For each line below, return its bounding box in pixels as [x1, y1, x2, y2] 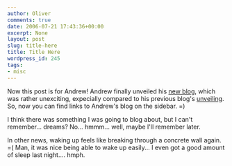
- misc [7, 68, 26, 75]
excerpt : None [7, 29, 49, 37]
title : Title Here [7, 49, 60, 56]
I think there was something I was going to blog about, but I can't [7, 115, 193, 123]
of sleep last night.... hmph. [7, 150, 85, 159]
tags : [7, 62, 23, 68]
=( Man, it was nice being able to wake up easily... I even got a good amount [7, 143, 225, 151]
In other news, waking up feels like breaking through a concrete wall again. [7, 136, 222, 144]
